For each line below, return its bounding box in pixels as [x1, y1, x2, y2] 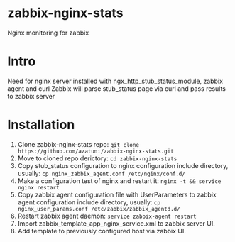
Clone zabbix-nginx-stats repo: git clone [17, 140, 140, 148]
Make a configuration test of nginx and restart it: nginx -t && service [17, 176, 222, 185]
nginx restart [17, 184, 60, 191]
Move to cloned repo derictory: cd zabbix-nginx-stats [17, 154, 177, 163]
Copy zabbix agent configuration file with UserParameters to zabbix [17, 190, 217, 199]
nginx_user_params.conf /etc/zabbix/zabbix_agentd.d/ [17, 205, 180, 212]
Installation [7, 117, 75, 133]
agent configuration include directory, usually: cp [17, 197, 161, 207]
